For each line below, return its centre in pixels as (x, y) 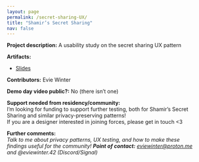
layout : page (23, 12)
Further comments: (31, 133)
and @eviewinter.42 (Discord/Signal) (52, 152)
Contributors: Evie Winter (39, 80)
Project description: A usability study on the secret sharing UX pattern (94, 45)
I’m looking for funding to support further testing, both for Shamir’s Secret (98, 109)
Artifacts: (19, 57)
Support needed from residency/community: (64, 103)
